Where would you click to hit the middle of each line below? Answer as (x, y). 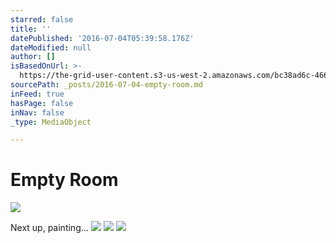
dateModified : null (51, 47)
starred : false (42, 19)
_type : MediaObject (51, 122)
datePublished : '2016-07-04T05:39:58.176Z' (102, 38)
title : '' (31, 29)
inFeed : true (37, 94)
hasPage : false (42, 103)
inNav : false (37, 112)
